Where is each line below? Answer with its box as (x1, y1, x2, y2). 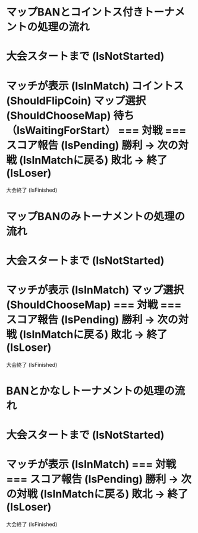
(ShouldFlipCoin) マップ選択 (6, 94, 146, 107)
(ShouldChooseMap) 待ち (6, 109, 135, 122)
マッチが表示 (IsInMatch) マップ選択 (6, 283, 184, 297)
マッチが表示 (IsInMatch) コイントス (6, 79, 184, 93)
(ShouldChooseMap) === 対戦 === (6, 298, 182, 312)
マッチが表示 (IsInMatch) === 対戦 (6, 458, 177, 471)
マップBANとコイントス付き (6, 5, 144, 19)
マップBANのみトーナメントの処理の (6, 210, 186, 223)
